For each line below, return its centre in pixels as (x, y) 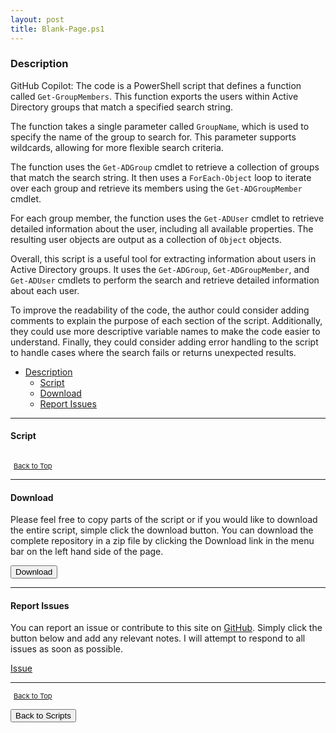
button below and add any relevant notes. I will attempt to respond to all (158, 638)
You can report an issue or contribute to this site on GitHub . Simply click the (166, 628)
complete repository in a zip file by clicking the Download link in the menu (162, 541)
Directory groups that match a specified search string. (122, 107)
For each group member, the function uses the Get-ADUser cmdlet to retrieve (167, 218)
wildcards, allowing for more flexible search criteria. (117, 147)
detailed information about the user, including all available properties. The (162, 228)
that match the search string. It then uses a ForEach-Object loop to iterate (161, 177)
